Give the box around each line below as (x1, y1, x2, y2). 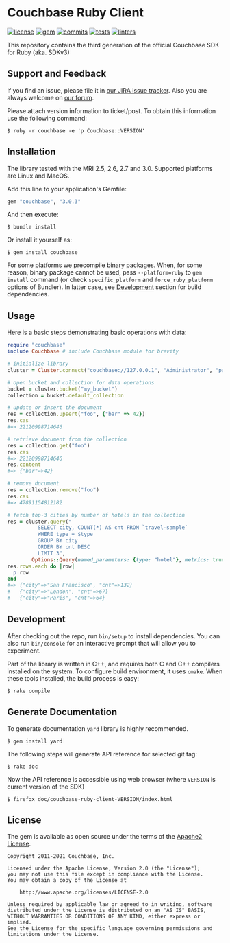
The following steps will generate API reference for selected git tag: (7, 749, 197, 758)
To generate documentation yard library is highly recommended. (7, 724, 188, 732)
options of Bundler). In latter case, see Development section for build (7, 283, 202, 291)
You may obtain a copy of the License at (7, 877, 127, 884)
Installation (7, 146, 56, 158)
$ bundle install (7, 224, 57, 231)
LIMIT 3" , (37, 550, 66, 557)
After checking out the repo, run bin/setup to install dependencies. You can (7, 631, 220, 640)
